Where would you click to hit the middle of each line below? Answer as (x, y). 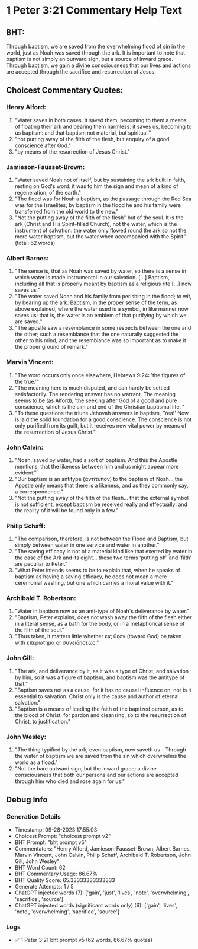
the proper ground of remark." (51, 347)
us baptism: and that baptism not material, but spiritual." (83, 133)
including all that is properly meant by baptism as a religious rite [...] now (103, 284)
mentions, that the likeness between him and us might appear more (97, 466)
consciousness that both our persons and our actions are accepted (96, 775)
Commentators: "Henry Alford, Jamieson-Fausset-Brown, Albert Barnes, (103, 848)
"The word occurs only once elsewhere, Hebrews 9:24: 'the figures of (100, 375)
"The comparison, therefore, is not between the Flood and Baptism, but (101, 539)
